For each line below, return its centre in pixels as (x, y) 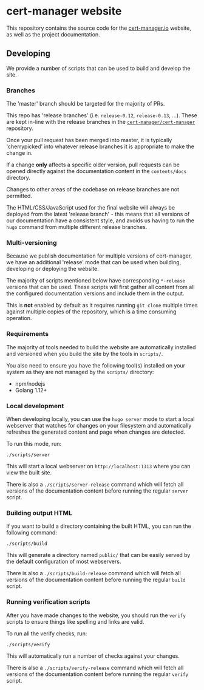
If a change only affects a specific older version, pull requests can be (93, 165)
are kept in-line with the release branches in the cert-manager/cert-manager (101, 122)
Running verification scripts (48, 602)
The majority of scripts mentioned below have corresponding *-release (96, 281)
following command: (32, 533)
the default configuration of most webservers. (64, 562)
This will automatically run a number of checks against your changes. (93, 656)
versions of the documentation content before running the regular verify (97, 674)
